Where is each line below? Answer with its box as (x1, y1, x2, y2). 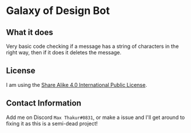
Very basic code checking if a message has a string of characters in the (6, 43, 179, 50)
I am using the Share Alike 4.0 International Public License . (6, 81, 147, 88)
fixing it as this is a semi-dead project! (6, 120, 98, 127)
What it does (6, 27, 54, 37)
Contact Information (6, 98, 82, 108)
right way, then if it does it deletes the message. (6, 49, 121, 56)
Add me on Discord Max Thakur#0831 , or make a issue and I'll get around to (6, 114, 185, 121)
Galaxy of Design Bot (6, 4, 110, 17)
